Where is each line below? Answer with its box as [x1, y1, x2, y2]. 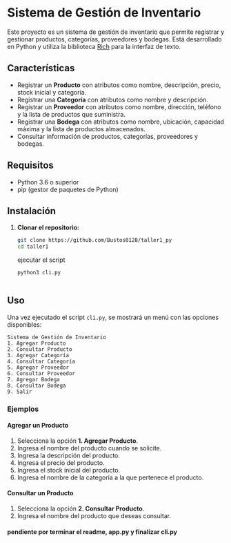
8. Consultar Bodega [7, 382, 67, 389]
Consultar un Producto [7, 489, 74, 497]
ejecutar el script [17, 256, 66, 264]
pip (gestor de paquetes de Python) [17, 185, 119, 193]
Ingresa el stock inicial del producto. [17, 466, 121, 474]
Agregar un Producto [7, 421, 69, 430]
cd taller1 [17, 243, 49, 250]
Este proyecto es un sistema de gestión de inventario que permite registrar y [7, 28, 225, 36]
